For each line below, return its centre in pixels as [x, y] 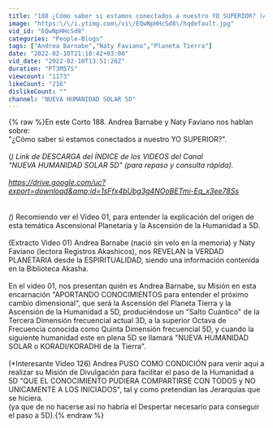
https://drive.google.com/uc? [57, 183]
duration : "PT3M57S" [43, 69]
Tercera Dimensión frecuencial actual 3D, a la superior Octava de [117, 321]
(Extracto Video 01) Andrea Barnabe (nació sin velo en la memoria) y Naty [132, 243]
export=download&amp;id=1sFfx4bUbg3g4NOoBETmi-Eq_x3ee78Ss [124, 191]
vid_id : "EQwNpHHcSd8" [47, 31]
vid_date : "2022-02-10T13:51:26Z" [67, 62]
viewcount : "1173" [39, 76]
